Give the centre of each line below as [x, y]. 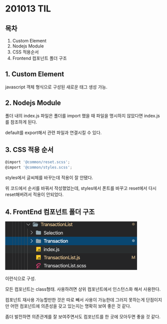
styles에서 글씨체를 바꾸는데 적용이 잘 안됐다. [49, 177]
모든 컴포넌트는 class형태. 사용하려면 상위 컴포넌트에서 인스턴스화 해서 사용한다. [83, 289]
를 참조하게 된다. [21, 122]
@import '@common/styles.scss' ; [39, 167]
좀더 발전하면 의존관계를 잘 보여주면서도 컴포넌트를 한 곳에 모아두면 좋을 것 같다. [83, 316]
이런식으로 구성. [21, 278]
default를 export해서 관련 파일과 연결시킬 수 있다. [54, 132]
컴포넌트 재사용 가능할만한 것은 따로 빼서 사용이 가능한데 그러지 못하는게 [75, 300]
